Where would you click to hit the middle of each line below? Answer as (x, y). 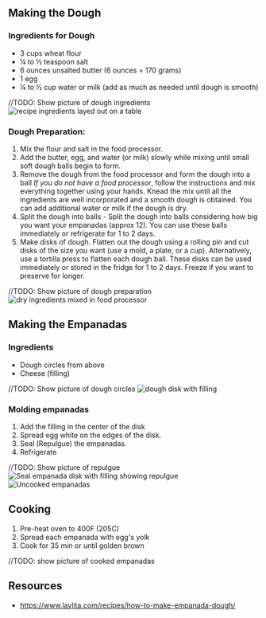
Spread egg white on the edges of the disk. (90, 435)
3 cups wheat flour (50, 53)
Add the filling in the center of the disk (82, 426)
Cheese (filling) (44, 373)
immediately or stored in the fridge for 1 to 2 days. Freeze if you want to (137, 267)
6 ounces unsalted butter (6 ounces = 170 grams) (100, 70)
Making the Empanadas (68, 325)
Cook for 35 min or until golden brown (82, 546)
